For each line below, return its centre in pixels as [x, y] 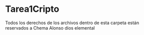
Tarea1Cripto [32, 9]
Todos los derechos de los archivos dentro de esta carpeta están [72, 23]
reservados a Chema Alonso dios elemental [50, 28]
